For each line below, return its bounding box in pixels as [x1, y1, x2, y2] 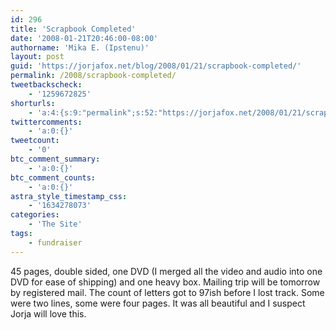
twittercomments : [10, 117, 83, 127]
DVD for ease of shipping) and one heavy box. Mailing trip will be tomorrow [10, 276, 321, 288]
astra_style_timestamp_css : [10, 191, 128, 201]
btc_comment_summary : [10, 154, 101, 164]
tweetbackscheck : [10, 80, 83, 90]
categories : [10, 210, 60, 220]
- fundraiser [28, 237, 83, 248]
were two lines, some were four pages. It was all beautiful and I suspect [10, 297, 306, 309]
